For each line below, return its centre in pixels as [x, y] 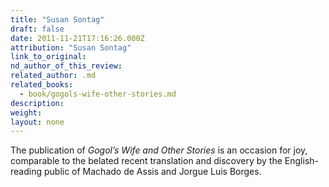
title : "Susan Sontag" [57, 19]
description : [37, 103]
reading [26, 172]
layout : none [37, 122]
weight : [26, 112]
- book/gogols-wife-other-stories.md [98, 94]
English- [301, 161]
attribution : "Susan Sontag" [71, 47]
